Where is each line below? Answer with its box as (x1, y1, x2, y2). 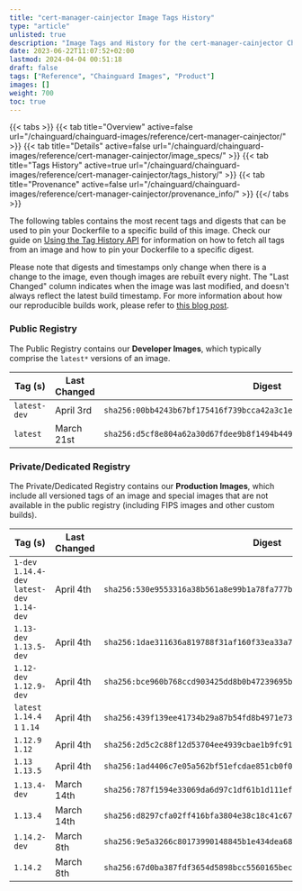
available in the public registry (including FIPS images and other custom (9, 499, 275, 510)
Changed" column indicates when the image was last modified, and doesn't (9, 281, 289, 292)
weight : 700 (9, 88, 54, 97)
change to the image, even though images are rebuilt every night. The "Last (9, 271, 289, 282)
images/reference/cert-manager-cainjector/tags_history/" (9, 169, 223, 180)
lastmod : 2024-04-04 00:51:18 (9, 55, 123, 64)
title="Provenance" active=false (9, 179, 128, 190)
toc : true (9, 96, 47, 106)
